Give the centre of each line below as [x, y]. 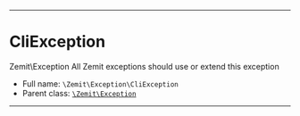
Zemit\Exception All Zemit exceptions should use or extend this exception [144, 66]
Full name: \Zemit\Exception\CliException [100, 83]
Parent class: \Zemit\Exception [79, 93]
